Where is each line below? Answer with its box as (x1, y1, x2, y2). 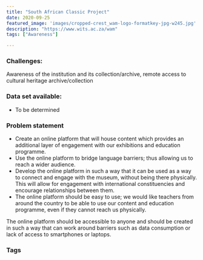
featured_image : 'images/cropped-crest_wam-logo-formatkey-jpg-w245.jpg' (6, 20, 197, 26)
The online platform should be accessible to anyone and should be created (6, 218, 193, 225)
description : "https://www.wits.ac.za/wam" (6, 26, 118, 32)
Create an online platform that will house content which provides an (15, 135, 184, 143)
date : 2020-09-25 (6, 15, 50, 21)
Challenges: (6, 57, 43, 66)
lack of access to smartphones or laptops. (6, 231, 111, 238)
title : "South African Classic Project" (6, 9, 110, 15)
